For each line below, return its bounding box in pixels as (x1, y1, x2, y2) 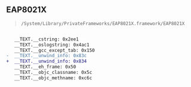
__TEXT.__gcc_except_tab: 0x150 (14, 47, 95, 53)
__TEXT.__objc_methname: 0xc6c (14, 74, 93, 81)
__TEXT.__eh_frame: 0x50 (14, 64, 77, 70)
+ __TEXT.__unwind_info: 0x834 (6, 58, 87, 64)
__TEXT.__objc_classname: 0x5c (14, 70, 93, 76)
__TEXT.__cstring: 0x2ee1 (14, 36, 79, 42)
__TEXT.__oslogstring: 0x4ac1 (14, 42, 90, 48)
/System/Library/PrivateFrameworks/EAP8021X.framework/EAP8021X (20, 20, 185, 26)
